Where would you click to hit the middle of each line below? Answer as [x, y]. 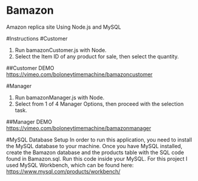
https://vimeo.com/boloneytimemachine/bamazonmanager [79, 128]
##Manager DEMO [29, 122]
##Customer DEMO [30, 68]
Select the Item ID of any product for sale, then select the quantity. [97, 56]
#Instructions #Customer [37, 38]
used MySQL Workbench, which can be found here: [70, 165]
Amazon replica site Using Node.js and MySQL [64, 27]
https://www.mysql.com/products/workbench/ [63, 171]
